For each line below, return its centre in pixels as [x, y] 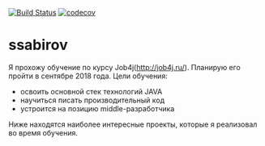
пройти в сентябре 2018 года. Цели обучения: [88, 76]
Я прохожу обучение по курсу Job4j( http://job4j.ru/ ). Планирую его [124, 67]
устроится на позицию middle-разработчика [97, 108]
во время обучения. [43, 132]
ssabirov [38, 45]
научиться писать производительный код [92, 100]
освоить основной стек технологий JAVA [91, 91]
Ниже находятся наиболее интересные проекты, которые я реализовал [133, 124]
